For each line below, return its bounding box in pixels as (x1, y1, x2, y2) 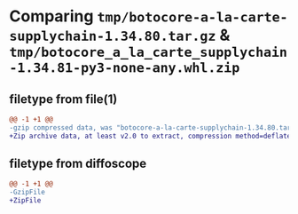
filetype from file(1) (9, 91, 118, 107)
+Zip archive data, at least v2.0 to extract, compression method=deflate (9, 131, 292, 140)
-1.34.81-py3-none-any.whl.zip (9, 59, 240, 76)
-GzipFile (9, 188, 46, 197)
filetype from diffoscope (9, 156, 147, 171)
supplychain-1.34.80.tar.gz (9, 28, 216, 45)
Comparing (9, 6, 94, 27)
